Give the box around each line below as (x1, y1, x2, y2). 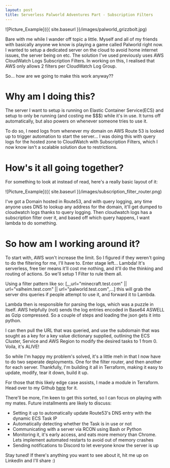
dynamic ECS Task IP (12, 415, 57, 422)
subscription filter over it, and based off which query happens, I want (5, 214, 150, 221)
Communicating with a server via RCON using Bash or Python (12, 426, 142, 432)
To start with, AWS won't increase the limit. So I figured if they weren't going (5, 255, 165, 261)
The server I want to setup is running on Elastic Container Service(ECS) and (5, 107, 164, 113)
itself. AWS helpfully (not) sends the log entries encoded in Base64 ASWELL (5, 307, 165, 313)
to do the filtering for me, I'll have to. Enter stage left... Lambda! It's (5, 260, 145, 266)
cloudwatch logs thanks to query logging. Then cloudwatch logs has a (5, 209, 152, 215)
